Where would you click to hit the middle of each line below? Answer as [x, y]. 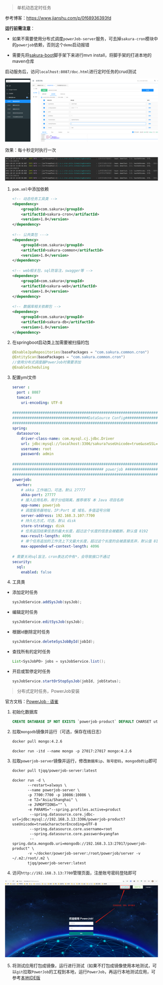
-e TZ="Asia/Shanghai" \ [52, 800]
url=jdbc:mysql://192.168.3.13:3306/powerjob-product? [69, 819]
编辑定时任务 [25, 612]
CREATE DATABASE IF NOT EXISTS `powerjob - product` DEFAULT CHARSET [82, 722]
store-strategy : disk [43, 526]
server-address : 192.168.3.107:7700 [58, 516]
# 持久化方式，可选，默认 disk [49, 520]
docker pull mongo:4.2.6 [37, 741]
